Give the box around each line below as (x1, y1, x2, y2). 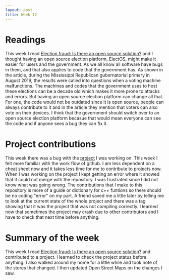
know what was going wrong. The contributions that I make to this (5, 182, 143, 188)
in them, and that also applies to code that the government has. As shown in (5, 67, 163, 73)
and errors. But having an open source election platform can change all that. (5, 94, 164, 100)
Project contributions (5, 138, 96, 150)
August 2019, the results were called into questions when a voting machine (5, 77, 161, 84)
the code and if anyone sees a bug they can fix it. (5, 121, 108, 127)
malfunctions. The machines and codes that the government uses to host (5, 83, 157, 89)
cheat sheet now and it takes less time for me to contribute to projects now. (5, 166, 162, 172)
